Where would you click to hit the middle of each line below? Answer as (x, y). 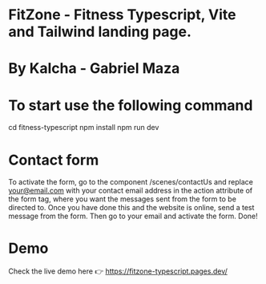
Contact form (54, 160)
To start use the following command (131, 105)
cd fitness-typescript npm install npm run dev (84, 128)
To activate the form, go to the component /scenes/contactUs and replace (131, 182)
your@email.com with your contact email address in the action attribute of (131, 191)
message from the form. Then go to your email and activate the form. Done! (133, 216)
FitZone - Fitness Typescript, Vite (122, 15)
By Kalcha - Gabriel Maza (94, 69)
